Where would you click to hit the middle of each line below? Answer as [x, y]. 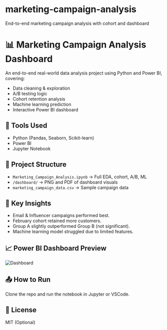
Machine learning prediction [42, 104]
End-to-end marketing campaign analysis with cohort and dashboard [77, 23]
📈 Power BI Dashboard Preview [56, 248]
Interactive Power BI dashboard [45, 109]
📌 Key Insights [28, 203]
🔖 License [21, 310]
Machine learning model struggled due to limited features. [73, 232]
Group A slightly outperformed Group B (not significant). [71, 226]
